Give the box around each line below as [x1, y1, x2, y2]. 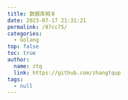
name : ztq [13, 63, 42, 70]
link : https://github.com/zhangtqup [13, 69, 121, 76]
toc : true [7, 50, 37, 57]
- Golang [13, 37, 39, 44]
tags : [7, 75, 23, 83]
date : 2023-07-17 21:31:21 [7, 17, 87, 24]
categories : [7, 30, 42, 37]
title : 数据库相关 [7, 10, 56, 18]
